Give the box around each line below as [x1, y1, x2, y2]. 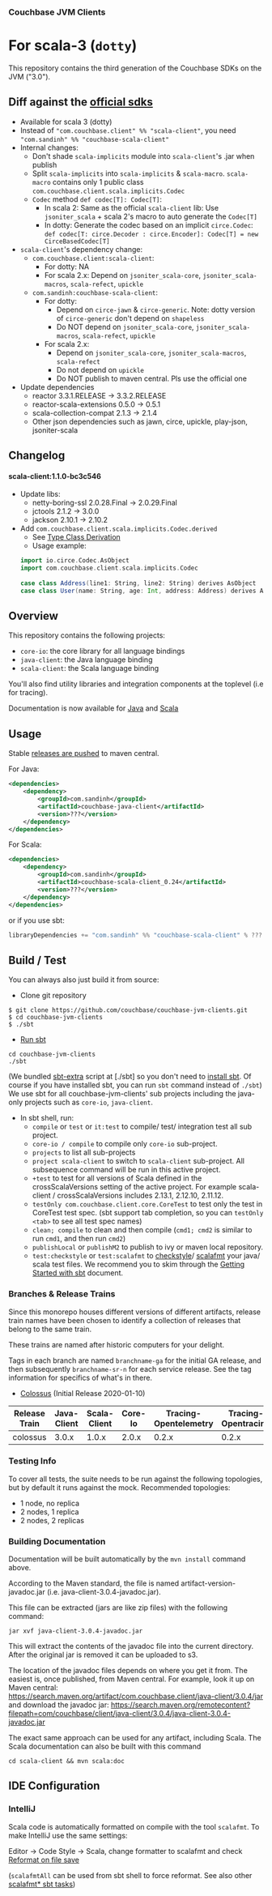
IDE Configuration [8, 1779, 100, 1793]
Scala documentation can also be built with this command [8, 1741, 202, 1752]
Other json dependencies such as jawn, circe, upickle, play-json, [32, 416, 249, 426]
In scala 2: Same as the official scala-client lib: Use [44, 203, 219, 212]
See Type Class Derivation [32, 532, 121, 542]
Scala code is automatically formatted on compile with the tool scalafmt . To [8, 1821, 260, 1831]
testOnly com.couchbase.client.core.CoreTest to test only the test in [32, 1199, 263, 1209]
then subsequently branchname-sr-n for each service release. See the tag [8, 1364, 253, 1373]
